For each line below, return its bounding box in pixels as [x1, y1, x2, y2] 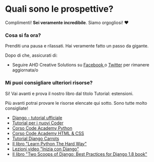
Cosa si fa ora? [5, 32, 41, 39]
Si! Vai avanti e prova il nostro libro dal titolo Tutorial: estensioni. [5, 91, 133, 96]
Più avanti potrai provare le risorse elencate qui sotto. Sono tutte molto [5, 100, 148, 106]
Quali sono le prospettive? [5, 3, 114, 15]
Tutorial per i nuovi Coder [12, 120, 64, 126]
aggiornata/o [12, 67, 39, 73]
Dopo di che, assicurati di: [5, 52, 58, 58]
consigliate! [5, 105, 28, 111]
